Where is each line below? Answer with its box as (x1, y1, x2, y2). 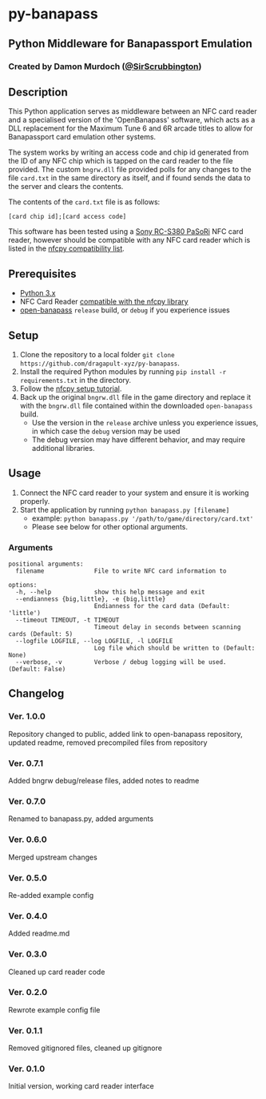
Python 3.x (19, 288, 56, 298)
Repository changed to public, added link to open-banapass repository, (8, 729, 243, 739)
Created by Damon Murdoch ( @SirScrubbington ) (8, 61, 202, 72)
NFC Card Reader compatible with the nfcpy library (19, 297, 189, 307)
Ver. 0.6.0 (8, 834, 48, 845)
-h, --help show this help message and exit (15, 588, 205, 597)
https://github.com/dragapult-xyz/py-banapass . (19, 358, 180, 368)
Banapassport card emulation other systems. (8, 132, 157, 142)
